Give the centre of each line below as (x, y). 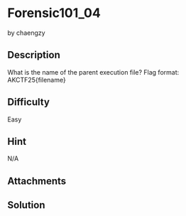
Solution (26, 205)
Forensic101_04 (54, 13)
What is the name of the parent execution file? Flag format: (93, 72)
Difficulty (28, 102)
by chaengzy (26, 33)
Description (34, 55)
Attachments (37, 181)
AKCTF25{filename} (37, 80)
